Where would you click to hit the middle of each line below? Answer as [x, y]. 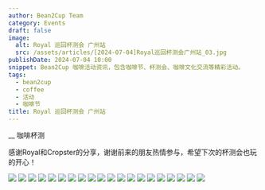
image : [19, 38]
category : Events [37, 23]
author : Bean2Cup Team [46, 16]
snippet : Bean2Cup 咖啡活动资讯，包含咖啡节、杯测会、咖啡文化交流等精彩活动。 [126, 68]
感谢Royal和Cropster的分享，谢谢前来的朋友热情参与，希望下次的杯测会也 [129, 152]
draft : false [30, 30]
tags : [17, 75]
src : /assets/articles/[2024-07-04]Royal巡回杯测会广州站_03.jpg [121, 52]
